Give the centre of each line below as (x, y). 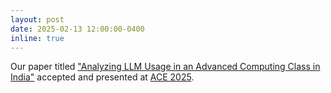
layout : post (37, 19)
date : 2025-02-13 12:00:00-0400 (77, 29)
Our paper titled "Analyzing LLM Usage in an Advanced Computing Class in (165, 67)
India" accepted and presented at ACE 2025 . (102, 77)
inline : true (37, 38)
